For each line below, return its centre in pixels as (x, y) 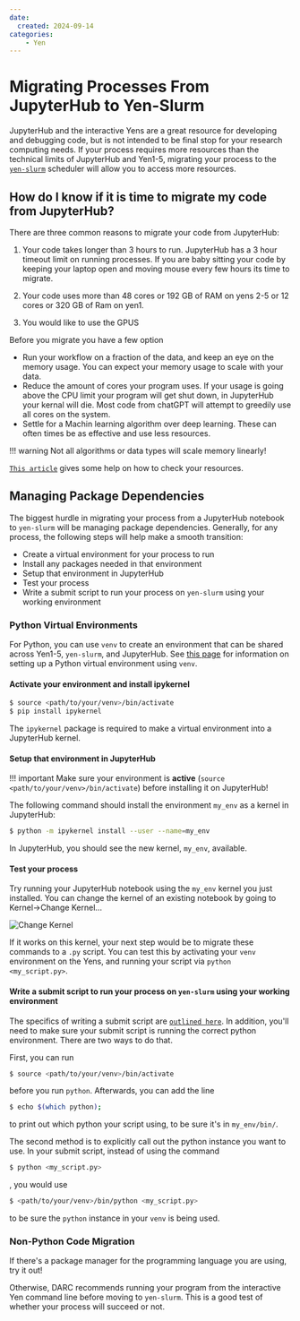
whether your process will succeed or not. (87, 1307)
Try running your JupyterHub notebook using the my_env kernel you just (141, 888)
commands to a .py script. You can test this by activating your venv (133, 952)
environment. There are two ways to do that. (91, 1040)
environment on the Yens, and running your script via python (120, 961)
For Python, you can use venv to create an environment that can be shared (146, 645)
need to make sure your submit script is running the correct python (133, 1030)
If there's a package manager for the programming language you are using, (148, 1261)
